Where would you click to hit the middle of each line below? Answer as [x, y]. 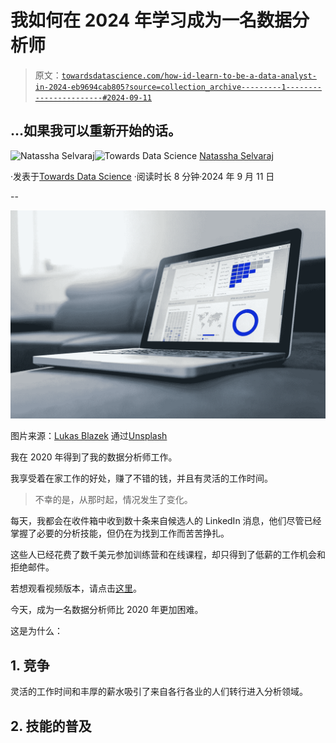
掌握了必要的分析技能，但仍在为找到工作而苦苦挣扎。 [120, 533]
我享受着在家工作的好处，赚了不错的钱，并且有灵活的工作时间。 [141, 478]
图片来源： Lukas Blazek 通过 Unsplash [89, 436]
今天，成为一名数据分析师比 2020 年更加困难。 [107, 610]
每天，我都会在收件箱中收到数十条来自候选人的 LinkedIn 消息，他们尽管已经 [166, 521]
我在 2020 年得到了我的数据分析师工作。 [94, 457]
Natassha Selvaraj [236, 155]
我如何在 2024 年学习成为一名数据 [151, 20]
